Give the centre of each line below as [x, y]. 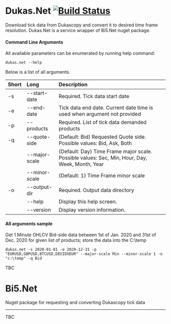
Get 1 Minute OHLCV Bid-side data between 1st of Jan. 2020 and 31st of [81, 235]
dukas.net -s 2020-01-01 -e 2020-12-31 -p [51, 250]
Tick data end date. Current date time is [106, 108]
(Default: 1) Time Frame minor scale [102, 176]
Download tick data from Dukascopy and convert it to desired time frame [82, 25]
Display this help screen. [88, 202]
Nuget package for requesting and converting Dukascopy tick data [75, 303]
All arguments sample [29, 223]
